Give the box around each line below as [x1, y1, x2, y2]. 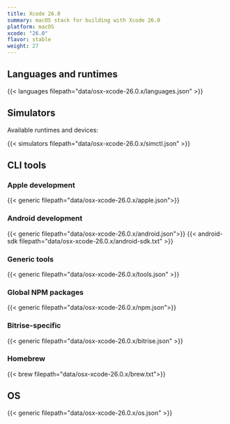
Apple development [7, 180, 75, 190]
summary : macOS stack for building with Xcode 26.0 [7, 17, 160, 24]
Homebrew [7, 354, 45, 363]
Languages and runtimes [7, 68, 118, 80]
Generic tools [7, 254, 54, 264]
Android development [7, 213, 83, 223]
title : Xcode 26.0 [7, 10, 61, 17]
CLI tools [7, 160, 47, 172]
